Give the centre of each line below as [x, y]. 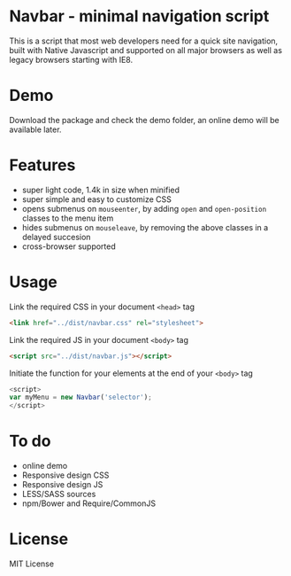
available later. [35, 129]
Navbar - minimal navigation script [139, 16]
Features [42, 165]
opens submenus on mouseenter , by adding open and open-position [144, 208]
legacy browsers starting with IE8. [71, 59]
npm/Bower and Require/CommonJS [89, 503]
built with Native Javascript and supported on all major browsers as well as [146, 50]
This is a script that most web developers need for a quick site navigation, [144, 41]
